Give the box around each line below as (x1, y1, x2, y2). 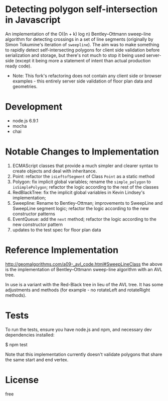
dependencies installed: (5, 332, 55, 338)
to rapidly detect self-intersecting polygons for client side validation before (5, 47, 160, 53)
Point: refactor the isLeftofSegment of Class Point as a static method (12, 173, 155, 179)
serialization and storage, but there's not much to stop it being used (5, 52, 145, 58)
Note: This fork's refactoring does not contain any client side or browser (12, 72, 162, 78)
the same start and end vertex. (5, 356, 69, 363)
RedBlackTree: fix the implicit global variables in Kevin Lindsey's (12, 189, 145, 195)
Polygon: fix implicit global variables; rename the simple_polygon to (12, 179, 151, 185)
